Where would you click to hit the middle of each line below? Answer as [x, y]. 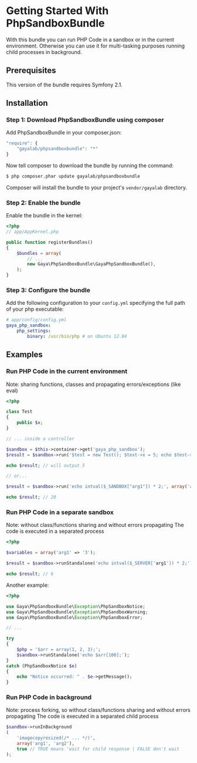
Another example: [28, 585]
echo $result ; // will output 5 [45, 465]
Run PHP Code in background [49, 697]
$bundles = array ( [39, 253]
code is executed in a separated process [55, 531]
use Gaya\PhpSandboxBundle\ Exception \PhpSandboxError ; [74, 617]
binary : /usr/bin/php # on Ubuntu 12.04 [77, 337]
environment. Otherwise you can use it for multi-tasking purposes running [96, 46]
